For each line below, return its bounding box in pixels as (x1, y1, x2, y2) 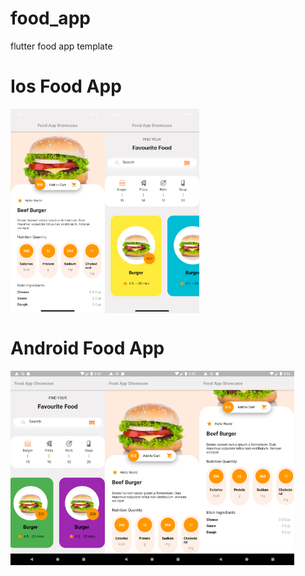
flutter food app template (10, 40, 113, 52)
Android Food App (10, 337, 165, 360)
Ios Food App (10, 75, 122, 98)
